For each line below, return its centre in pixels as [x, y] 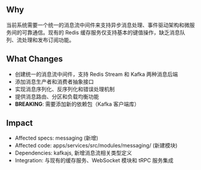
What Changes [35, 59]
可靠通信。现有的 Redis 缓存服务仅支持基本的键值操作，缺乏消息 [101, 32]
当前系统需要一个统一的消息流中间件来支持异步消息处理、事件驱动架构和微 [98, 25]
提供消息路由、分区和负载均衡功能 [57, 96]
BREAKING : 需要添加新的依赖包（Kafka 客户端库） [77, 104]
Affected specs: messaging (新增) [57, 138]
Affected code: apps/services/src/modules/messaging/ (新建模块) [96, 146]
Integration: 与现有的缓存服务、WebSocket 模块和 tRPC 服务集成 [94, 160]
